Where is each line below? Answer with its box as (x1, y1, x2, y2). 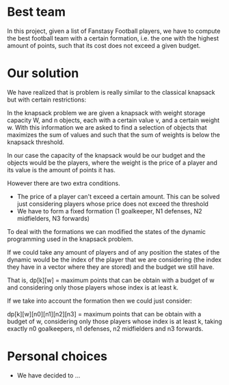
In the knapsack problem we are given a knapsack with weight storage (7, 108, 206, 117)
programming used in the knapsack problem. (7, 235, 134, 243)
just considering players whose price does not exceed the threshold (16, 200, 208, 208)
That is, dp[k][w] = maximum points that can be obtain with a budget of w (7, 276, 215, 284)
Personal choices (7, 349, 108, 364)
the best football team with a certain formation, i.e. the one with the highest (7, 34, 219, 42)
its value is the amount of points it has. (7, 165, 116, 174)
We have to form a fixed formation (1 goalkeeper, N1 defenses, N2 (16, 207, 202, 215)
